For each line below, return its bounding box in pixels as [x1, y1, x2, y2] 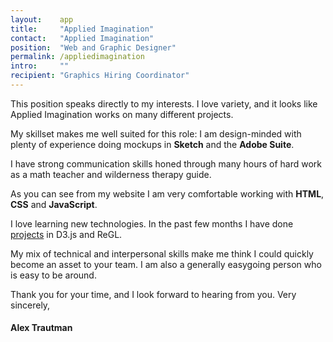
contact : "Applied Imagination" [10, 33, 155, 43]
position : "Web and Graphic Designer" [10, 42, 177, 53]
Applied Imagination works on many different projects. [10, 108, 234, 120]
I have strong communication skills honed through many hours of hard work [10, 157, 323, 170]
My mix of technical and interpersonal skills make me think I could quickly [10, 247, 314, 260]
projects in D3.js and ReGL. [10, 228, 123, 240]
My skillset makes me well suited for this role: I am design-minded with [10, 127, 302, 140]
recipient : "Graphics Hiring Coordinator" [10, 71, 190, 81]
